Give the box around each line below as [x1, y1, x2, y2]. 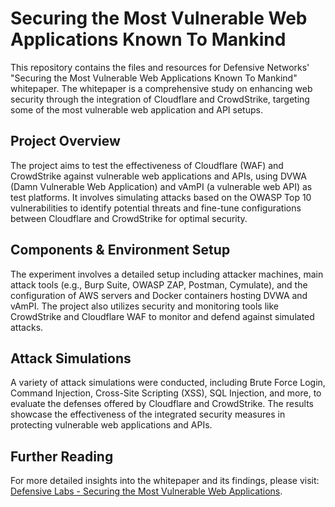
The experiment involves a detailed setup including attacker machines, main [10, 268, 324, 280]
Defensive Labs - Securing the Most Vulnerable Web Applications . [10, 485, 283, 497]
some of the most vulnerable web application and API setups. [10, 103, 263, 116]
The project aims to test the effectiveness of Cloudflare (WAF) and [10, 159, 284, 171]
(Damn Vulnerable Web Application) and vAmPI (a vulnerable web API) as [10, 180, 313, 192]
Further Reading [10, 448, 114, 465]
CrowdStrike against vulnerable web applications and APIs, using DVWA [10, 170, 307, 182]
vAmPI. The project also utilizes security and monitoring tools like [10, 300, 279, 312]
